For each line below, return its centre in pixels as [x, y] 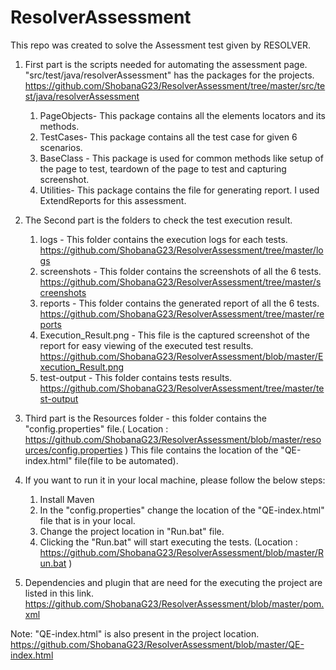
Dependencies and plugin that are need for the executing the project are [173, 582]
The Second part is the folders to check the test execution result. [158, 220]
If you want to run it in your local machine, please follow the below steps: [175, 480]
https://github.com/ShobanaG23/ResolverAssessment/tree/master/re [182, 313]
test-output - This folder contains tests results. [136, 377]
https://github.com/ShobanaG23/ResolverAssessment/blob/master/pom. [174, 603]
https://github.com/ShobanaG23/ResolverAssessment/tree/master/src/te [175, 85]
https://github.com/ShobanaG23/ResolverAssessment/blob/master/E [181, 356]
